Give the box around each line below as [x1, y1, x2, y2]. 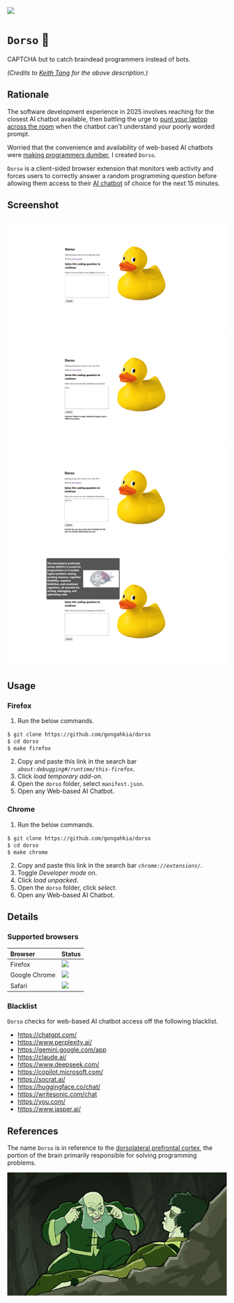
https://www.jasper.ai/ [17, 1105, 81, 1114]
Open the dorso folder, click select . [17, 883, 117, 891]
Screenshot [7, 199, 59, 211]
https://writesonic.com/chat [17, 1090, 97, 1098]
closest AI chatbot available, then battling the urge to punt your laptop [7, 115, 208, 123]
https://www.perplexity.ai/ [17, 1038, 93, 1047]
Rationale [7, 89, 49, 101]
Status [61, 949, 81, 958]
